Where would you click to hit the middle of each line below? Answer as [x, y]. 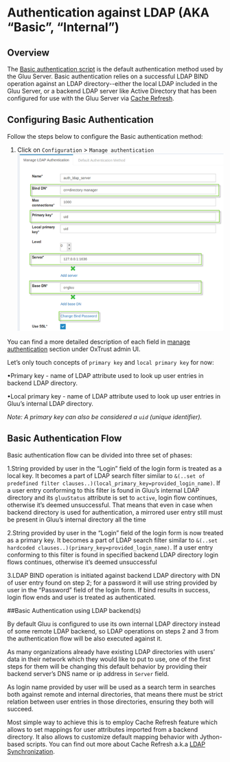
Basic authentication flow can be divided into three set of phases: [100, 455]
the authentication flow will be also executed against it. [85, 638]
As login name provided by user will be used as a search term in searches [112, 687]
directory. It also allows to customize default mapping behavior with [103, 737]
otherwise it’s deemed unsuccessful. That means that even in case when [110, 505]
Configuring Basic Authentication [81, 120]
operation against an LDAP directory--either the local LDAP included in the [112, 83]
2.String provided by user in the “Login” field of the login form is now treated [115, 533]
